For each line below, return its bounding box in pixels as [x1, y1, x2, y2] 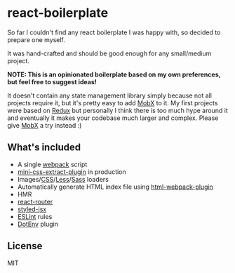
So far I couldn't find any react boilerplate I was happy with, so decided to [7, 28, 221, 36]
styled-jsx [17, 205, 47, 213]
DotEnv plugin [17, 220, 58, 228]
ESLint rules [17, 212, 53, 220]
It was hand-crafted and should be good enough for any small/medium [7, 49, 212, 58]
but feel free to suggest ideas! [7, 77, 97, 86]
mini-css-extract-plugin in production [17, 167, 126, 176]
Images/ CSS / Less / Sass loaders [17, 175, 109, 183]
